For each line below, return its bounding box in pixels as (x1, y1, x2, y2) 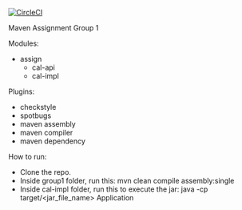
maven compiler (19, 128, 73, 137)
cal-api (31, 63, 56, 72)
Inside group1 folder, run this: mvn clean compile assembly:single (19, 176, 235, 185)
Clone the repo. (19, 168, 72, 176)
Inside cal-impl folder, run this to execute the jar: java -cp (19, 184, 208, 194)
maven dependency (19, 136, 86, 146)
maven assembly (19, 119, 76, 128)
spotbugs (19, 111, 52, 120)
